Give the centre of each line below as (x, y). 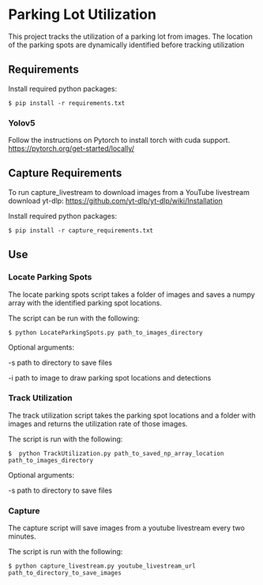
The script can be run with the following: (74, 318)
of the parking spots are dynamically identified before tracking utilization (126, 44)
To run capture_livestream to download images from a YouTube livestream (129, 192)
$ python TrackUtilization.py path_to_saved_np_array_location (116, 453)
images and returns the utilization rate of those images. (98, 423)
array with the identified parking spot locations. (85, 302)
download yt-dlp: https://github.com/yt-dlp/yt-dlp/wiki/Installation (115, 201)
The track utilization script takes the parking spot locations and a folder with (132, 415)
